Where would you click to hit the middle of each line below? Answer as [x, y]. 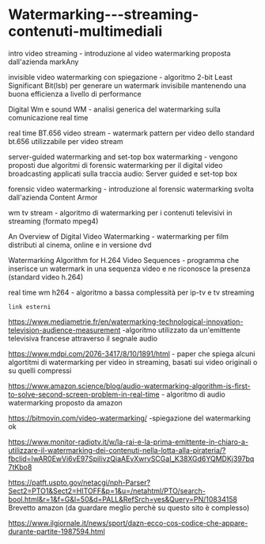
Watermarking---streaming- [104, 15]
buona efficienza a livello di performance [75, 93]
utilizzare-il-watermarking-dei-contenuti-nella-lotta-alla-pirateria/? [117, 450]
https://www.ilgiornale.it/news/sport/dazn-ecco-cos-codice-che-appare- [128, 523]
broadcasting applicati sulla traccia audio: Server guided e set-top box [123, 173]
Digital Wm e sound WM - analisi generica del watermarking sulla [115, 109]
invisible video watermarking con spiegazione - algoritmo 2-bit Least [121, 77]
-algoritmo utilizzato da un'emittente [182, 329]
